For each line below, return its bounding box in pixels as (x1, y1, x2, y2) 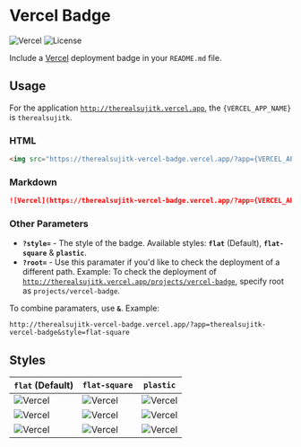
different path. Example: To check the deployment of (21, 267, 217, 277)
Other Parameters (9, 217, 90, 230)
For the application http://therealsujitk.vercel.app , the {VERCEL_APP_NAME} (9, 102, 292, 113)
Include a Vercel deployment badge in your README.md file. (9, 52, 222, 63)
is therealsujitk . (9, 111, 73, 122)
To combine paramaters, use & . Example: (9, 302, 159, 314)
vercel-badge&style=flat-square (9, 329, 130, 337)
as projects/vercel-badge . (21, 285, 121, 296)
